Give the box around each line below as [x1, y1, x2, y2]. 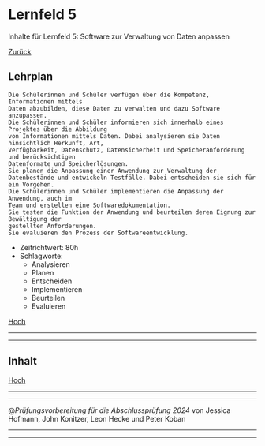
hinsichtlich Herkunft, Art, [8, 139, 104, 147]
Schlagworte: [19, 251, 63, 260]
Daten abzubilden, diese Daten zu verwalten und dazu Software [8, 104, 221, 112]
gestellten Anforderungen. [8, 222, 97, 230]
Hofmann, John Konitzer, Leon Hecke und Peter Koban [8, 414, 186, 423]
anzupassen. [8, 111, 47, 119]
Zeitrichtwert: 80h [19, 242, 79, 252]
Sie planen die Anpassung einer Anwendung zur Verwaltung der [8, 167, 217, 174]
